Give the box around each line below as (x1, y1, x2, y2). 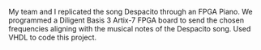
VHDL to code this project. (8, 32, 97, 42)
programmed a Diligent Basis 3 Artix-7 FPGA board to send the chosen (8, 15, 245, 25)
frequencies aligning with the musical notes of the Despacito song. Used (8, 24, 251, 33)
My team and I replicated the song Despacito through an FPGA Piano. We (8, 7, 253, 16)
